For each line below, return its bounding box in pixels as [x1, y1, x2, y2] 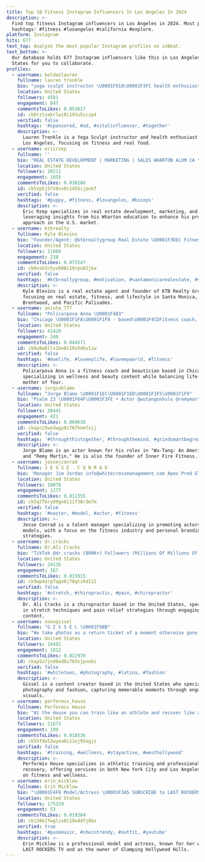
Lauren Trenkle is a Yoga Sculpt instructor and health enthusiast [22, 134, 198, 141]
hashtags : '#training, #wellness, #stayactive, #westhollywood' [17, 749, 184, 755]
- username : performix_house [12, 698, 86, 705]
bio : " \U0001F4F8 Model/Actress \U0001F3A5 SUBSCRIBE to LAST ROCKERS [17, 789, 201, 795]
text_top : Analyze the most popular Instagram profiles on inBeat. [6, 43, 182, 50]
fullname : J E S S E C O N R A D [17, 464, 108, 471]
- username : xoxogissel [12, 618, 72, 625]
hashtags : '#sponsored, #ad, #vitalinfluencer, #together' [17, 123, 171, 129]
